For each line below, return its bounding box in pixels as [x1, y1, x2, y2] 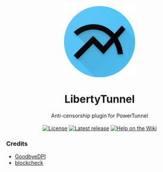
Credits [6, 139, 28, 148]
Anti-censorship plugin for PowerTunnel [51, 112, 148, 119]
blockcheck [14, 160, 43, 167]
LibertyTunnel [64, 93, 135, 106]
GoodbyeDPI [14, 153, 46, 160]
